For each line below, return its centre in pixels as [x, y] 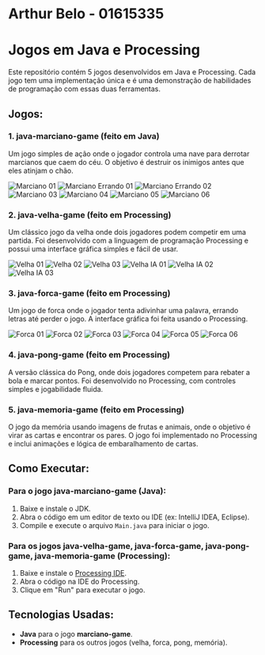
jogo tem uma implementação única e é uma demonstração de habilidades [130, 81]
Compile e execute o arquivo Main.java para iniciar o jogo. [114, 525]
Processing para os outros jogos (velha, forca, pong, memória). [123, 642]
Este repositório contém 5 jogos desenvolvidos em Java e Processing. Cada [132, 72]
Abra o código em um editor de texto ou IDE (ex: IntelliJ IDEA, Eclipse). [134, 517]
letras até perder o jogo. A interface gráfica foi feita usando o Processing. [128, 319]
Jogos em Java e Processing [104, 50]
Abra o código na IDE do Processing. [79, 581]
